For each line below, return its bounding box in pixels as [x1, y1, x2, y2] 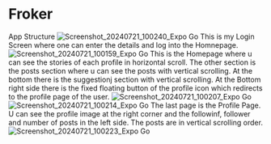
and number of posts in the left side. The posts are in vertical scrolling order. [8, 117, 263, 127]
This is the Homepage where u [149, 49, 252, 58]
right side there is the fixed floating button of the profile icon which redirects [8, 83, 263, 93]
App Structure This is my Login [8, 32, 255, 41]
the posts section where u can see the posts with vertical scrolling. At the [8, 66, 253, 75]
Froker [8, 5, 53, 23]
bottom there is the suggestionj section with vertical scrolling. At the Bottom [8, 74, 261, 84]
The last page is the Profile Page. [150, 100, 261, 110]
